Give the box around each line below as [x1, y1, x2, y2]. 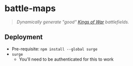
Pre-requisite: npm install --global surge [11, 46, 98, 51]
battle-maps [4, 3, 56, 14]
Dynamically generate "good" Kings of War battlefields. [16, 19, 129, 25]
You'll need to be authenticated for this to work [19, 56, 114, 62]
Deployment [4, 33, 43, 41]
